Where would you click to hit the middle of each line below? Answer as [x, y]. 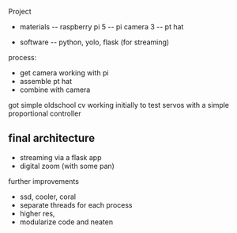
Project [20, 11]
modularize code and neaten [66, 222]
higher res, [37, 213]
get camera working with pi [64, 73]
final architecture [52, 138]
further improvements [43, 181]
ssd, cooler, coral [48, 197]
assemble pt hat [46, 81]
